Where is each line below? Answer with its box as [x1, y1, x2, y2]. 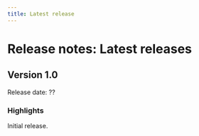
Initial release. [7, 121, 48, 130]
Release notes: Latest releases [7, 40, 192, 57]
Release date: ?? [7, 88, 55, 96]
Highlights [7, 106, 44, 115]
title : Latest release [7, 10, 75, 18]
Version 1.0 [7, 69, 58, 81]
